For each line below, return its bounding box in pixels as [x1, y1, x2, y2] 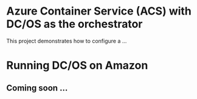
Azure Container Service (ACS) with [6, 4, 192, 18]
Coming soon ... [6, 83, 68, 93]
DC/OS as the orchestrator [6, 17, 143, 31]
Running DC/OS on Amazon [6, 59, 148, 72]
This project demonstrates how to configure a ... [6, 37, 127, 44]
